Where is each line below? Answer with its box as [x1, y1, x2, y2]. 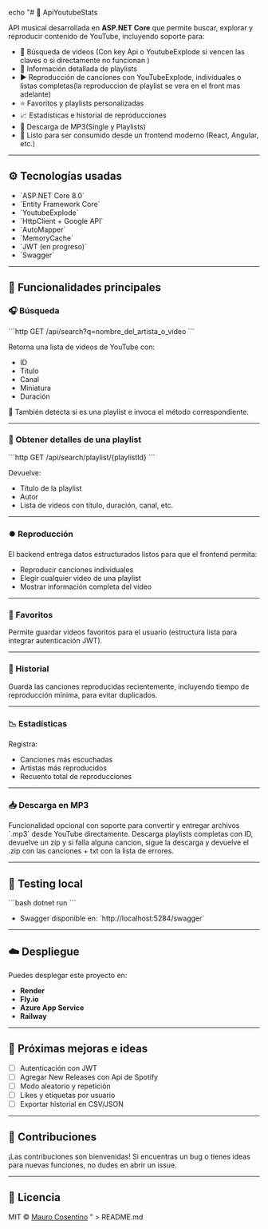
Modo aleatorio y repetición [19, 1081, 111, 1091]
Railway [19, 1011, 47, 1020]
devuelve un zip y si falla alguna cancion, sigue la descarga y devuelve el [8, 837, 250, 847]
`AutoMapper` [19, 225, 66, 234]
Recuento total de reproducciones [19, 771, 132, 781]
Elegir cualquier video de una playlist [19, 574, 141, 583]
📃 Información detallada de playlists [19, 64, 138, 74]
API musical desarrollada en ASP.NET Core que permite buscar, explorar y [8, 23, 254, 32]
